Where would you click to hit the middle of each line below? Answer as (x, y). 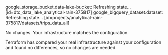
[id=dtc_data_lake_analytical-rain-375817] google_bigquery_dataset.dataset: (84, 12)
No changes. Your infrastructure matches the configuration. (67, 32)
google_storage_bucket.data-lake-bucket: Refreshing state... (68, 7)
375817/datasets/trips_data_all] (37, 23)
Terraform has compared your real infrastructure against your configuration (83, 42)
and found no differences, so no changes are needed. (61, 47)
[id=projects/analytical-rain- (73, 18)
